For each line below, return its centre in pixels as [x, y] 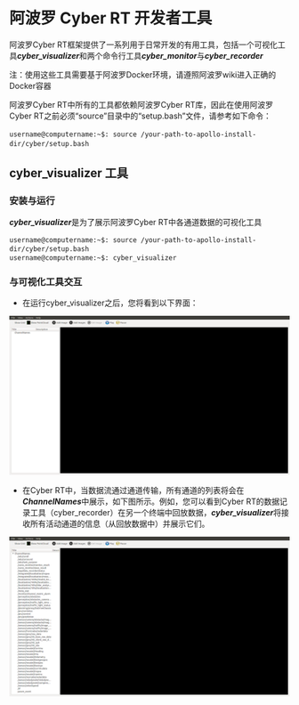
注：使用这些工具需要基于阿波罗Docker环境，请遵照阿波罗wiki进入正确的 [143, 74]
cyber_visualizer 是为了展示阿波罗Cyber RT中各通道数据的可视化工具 [136, 222]
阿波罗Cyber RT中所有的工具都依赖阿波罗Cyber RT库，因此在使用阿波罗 [141, 104]
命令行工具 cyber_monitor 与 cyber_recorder [183, 55]
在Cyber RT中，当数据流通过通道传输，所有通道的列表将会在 [133, 490]
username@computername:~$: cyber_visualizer [93, 258]
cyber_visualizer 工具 [69, 173]
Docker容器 [30, 85]
